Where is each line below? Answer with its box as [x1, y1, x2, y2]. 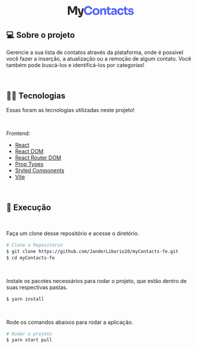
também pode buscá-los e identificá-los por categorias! [6, 62, 145, 69]
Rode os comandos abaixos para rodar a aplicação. [6, 318, 133, 326]
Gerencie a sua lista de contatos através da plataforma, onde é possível [6, 49, 184, 56]
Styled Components [14, 167, 65, 174]
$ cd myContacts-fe [6, 255, 55, 261]
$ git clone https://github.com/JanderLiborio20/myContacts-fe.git [6, 248, 179, 254]
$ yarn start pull [6, 337, 52, 343]
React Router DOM [14, 154, 62, 161]
